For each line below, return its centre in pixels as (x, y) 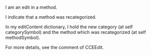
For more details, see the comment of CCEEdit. (55, 47)
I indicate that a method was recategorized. (51, 17)
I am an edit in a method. (31, 7)
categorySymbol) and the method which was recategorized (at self (76, 32)
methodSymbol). (23, 38)
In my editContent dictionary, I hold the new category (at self (69, 27)
